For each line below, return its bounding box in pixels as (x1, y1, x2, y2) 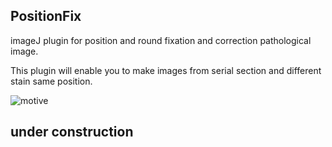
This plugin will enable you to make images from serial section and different (10, 64, 322, 76)
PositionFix (10, 8, 82, 25)
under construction (10, 124, 134, 141)
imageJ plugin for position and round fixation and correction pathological (10, 34, 312, 46)
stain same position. (10, 75, 93, 87)
